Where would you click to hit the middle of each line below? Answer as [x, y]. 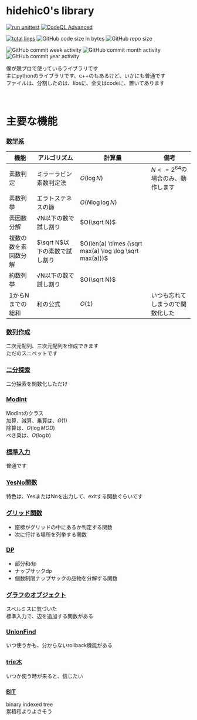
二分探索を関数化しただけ [37, 384]
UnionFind [21, 632]
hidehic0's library [50, 11]
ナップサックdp [33, 571]
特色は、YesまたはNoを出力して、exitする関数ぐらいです [74, 496]
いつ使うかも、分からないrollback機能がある [60, 645]
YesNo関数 [22, 482]
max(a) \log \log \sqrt [109, 251]
